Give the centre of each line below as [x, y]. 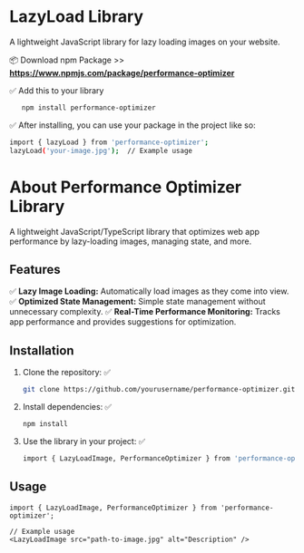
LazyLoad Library [76, 17]
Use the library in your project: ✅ [84, 441]
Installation [42, 350]
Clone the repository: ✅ [67, 373]
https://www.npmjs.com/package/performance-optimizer [122, 73]
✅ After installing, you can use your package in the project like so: [132, 125]
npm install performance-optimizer [88, 107]
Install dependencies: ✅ [67, 407]
